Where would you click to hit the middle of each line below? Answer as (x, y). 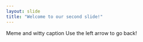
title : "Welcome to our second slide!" (55, 17)
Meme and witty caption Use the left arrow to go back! (71, 33)
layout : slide (23, 11)
